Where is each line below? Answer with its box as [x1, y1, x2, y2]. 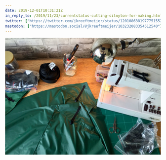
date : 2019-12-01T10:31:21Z [5, 8, 63, 13]
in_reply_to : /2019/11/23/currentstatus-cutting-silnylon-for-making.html [5, 13, 163, 18]
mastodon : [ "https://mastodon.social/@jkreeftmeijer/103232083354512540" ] [5, 24, 163, 29]
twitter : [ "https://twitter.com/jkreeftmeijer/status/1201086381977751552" [5, 18, 165, 23]
